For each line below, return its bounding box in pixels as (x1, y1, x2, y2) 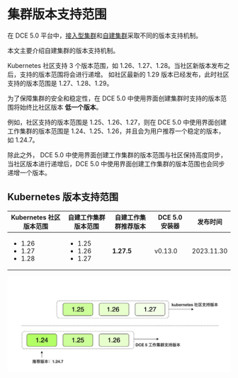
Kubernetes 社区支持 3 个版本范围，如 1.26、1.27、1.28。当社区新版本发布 (7, 61, 225, 69)
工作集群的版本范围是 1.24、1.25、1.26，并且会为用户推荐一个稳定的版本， (7, 127, 225, 135)
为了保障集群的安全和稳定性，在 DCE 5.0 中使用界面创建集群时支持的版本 (7, 93, 221, 103)
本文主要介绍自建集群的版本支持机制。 (7, 46, 119, 55)
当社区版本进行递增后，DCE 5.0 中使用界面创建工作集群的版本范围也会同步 (7, 159, 225, 168)
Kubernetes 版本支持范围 (7, 191, 119, 203)
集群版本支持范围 (7, 6, 108, 23)
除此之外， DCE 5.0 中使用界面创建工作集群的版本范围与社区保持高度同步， (7, 150, 227, 159)
